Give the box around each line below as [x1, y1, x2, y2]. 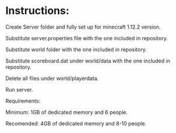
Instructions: [5, 4, 70, 17]
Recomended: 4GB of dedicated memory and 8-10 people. [5, 120, 147, 127]
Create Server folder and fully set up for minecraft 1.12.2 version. [5, 23, 161, 30]
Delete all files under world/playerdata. [5, 75, 99, 82]
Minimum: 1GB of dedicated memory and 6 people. [5, 108, 128, 116]
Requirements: [5, 97, 40, 104]
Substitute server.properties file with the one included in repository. [5, 34, 168, 41]
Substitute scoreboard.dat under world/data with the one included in [5, 57, 171, 64]
